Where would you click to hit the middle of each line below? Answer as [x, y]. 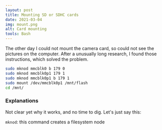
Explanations [22, 101]
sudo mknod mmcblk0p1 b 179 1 [38, 78]
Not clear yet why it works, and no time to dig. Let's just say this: [73, 112]
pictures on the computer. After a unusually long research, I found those [81, 54]
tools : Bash [18, 34]
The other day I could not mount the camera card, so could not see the [80, 48]
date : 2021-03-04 [24, 19]
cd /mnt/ [15, 88]
